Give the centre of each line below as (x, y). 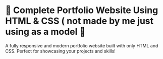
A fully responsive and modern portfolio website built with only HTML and (82, 45)
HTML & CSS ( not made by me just (79, 21)
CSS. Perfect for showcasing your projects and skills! (61, 51)
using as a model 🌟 (45, 32)
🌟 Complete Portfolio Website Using (82, 10)
